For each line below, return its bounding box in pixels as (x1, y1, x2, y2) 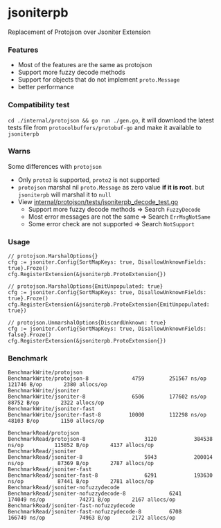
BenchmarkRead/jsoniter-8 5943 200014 (8, 454, 213, 461)
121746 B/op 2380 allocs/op (8, 381, 108, 388)
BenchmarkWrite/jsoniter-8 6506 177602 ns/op (8, 393, 207, 401)
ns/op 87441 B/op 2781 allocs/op (8, 478, 154, 485)
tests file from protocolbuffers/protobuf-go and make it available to (8, 123, 202, 131)
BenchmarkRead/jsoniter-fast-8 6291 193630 (8, 472, 213, 479)
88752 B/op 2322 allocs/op (8, 399, 105, 406)
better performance (17, 83, 75, 91)
